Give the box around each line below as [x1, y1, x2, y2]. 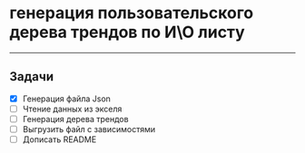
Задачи [9, 69, 54, 84]
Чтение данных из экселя [22, 103, 123, 114]
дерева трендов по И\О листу [9, 22, 245, 43]
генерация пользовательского [9, 3, 254, 24]
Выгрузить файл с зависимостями [22, 123, 156, 134]
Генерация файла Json [22, 93, 112, 104]
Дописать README [22, 134, 97, 145]
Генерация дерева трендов [22, 113, 129, 124]
